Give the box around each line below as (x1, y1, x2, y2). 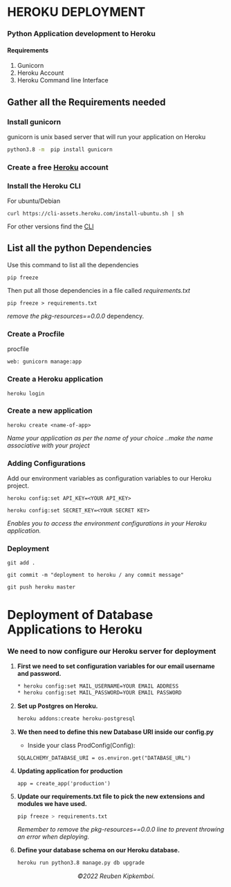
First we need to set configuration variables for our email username (17, 662, 216, 670)
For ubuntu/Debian (7, 197, 61, 205)
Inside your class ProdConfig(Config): (27, 741, 136, 749)
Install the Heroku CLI (7, 181, 81, 190)
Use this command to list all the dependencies (7, 260, 139, 269)
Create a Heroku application (7, 375, 104, 384)
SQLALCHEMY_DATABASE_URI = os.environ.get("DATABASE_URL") (17, 754, 192, 762)
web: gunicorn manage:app (7, 358, 82, 366)
